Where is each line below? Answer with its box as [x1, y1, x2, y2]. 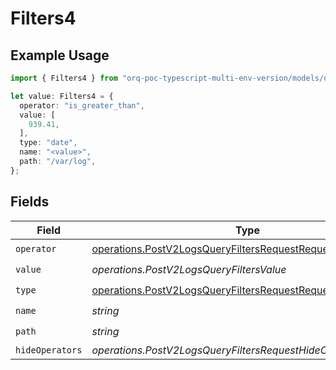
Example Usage [10, 47, 110, 64]
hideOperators [15, 344, 83, 356]
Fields [10, 193, 50, 211]
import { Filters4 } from [10, 73, 118, 83]
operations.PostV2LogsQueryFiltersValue [91, 263, 287, 277]
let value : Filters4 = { [10, 91, 114, 101]
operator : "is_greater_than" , [19, 100, 145, 111]
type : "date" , [19, 138, 78, 148]
